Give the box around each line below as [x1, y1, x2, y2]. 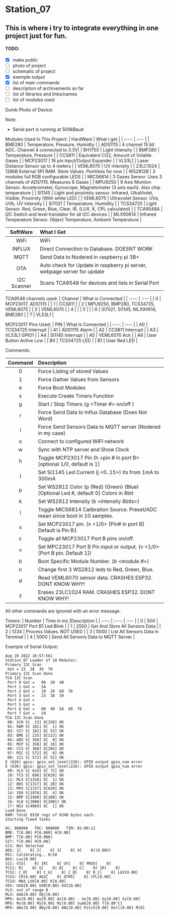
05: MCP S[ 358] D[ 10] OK [7, 742, 64, 747]
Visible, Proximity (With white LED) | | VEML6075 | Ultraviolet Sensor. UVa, [5, 195, 159, 201]
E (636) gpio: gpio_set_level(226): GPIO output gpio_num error [5, 764, 143, 769]
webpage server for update [40, 268, 105, 275]
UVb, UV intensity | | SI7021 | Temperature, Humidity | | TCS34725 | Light [5, 200, 157, 207]
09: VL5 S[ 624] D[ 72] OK [7, 769, 64, 774]
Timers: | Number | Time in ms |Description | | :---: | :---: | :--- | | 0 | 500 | [5, 618, 158, 624]
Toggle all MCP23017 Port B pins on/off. [38, 535, 134, 542]
